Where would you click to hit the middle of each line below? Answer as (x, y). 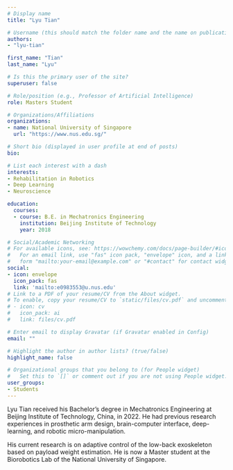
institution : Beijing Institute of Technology (88, 223)
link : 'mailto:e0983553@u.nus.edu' (65, 287)
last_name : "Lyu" (32, 64)
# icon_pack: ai (34, 313)
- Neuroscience (29, 191)
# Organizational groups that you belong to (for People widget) (103, 370)
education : (23, 204)
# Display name (29, 14)
